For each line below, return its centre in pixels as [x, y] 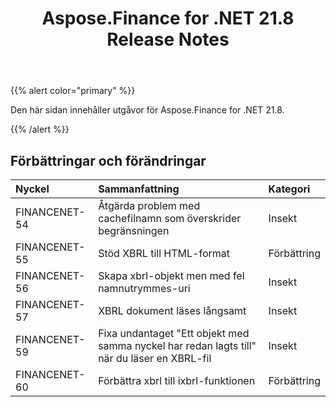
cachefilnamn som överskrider [170, 218]
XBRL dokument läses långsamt [172, 310]
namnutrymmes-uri [144, 288]
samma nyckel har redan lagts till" [177, 345]
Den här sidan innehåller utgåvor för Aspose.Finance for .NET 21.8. [147, 110]
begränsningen [134, 230]
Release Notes [168, 39]
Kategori [289, 189]
